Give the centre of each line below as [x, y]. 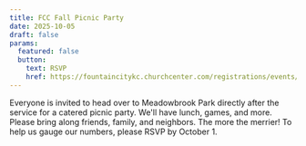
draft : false [34, 34]
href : [36, 77]
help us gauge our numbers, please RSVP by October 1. [113, 131]
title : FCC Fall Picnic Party [67, 18]
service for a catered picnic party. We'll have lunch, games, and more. [141, 112]
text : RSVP [46, 69]
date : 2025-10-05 [42, 26]
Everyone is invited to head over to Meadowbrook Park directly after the [144, 102]
